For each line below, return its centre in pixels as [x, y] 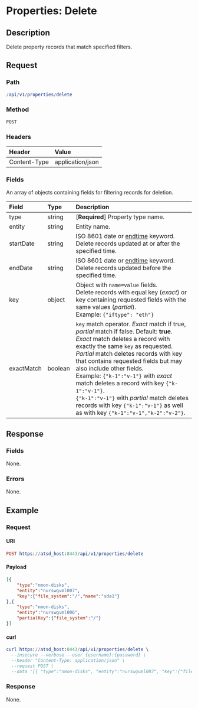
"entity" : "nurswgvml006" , [49, 613]
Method [18, 109]
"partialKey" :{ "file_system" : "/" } [59, 618]
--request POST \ [33, 666]
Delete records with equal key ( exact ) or [131, 293]
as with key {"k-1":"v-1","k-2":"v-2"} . [131, 413]
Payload [16, 567]
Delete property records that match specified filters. [69, 47]
